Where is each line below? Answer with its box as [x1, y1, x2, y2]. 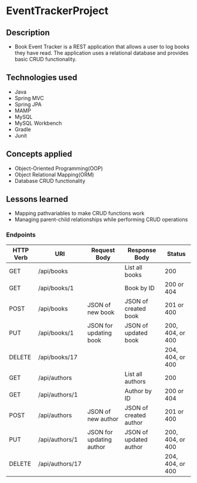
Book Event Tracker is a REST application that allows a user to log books [14, 43, 189, 50]
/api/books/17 [38, 353, 78, 361]
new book [87, 308, 115, 316]
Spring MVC [14, 94, 45, 101]
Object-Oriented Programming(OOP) [14, 165, 103, 172]
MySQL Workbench [14, 119, 62, 126]
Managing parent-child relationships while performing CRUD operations [14, 216, 188, 223]
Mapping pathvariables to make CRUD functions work [14, 210, 145, 217]
